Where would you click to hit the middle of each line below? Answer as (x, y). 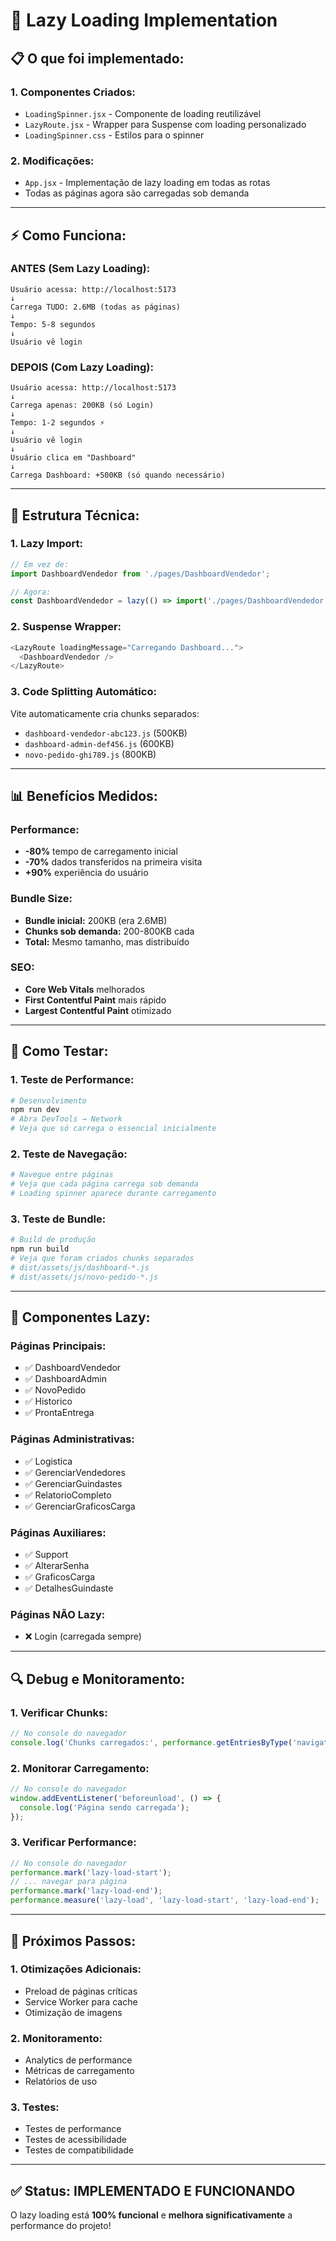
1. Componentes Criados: (73, 92)
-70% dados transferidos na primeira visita (113, 862)
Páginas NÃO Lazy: (58, 1614)
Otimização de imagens (73, 2012)
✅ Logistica (48, 1461)
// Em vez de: (40, 564)
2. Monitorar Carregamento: (80, 1768)
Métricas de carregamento (79, 2071)
